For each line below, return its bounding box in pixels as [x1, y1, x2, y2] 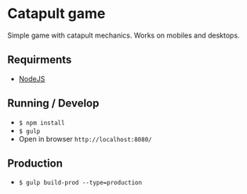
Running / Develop [7, 97, 100, 110]
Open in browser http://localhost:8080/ [18, 134, 152, 143]
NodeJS [18, 74, 45, 83]
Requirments [7, 53, 72, 66]
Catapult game [7, 5, 106, 23]
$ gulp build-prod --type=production [18, 179, 143, 187]
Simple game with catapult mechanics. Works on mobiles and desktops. [7, 31, 240, 40]
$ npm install [18, 119, 65, 127]
